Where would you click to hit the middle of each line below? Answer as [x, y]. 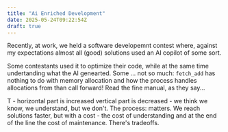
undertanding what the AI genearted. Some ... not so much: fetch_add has [111, 73]
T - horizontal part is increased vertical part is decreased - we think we [107, 101]
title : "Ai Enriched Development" [56, 13]
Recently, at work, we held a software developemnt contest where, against [112, 46]
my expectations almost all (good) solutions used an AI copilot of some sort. [114, 53]
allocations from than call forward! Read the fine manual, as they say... [106, 88]
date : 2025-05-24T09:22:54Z [47, 20]
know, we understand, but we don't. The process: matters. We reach [104, 108]
